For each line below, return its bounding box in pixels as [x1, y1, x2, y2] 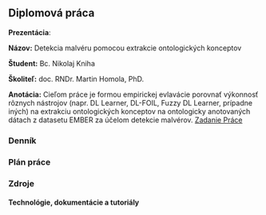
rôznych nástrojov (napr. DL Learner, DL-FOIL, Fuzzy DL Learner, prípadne [8, 98, 253, 107]
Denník [8, 135, 37, 146]
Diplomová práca [8, 6, 95, 20]
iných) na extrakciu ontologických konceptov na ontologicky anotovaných [8, 106, 251, 116]
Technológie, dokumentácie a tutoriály [8, 197, 140, 207]
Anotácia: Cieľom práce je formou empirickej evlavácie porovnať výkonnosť [8, 90, 259, 99]
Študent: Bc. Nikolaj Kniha [8, 58, 96, 68]
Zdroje [8, 177, 34, 189]
